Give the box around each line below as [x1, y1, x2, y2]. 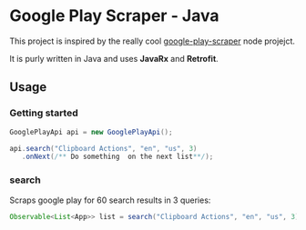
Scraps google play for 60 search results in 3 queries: [9, 195, 211, 205]
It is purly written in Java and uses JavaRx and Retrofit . [9, 53, 219, 64]
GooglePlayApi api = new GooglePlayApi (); [9, 127, 173, 136]
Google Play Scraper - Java [9, 5, 220, 26]
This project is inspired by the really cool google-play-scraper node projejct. [9, 35, 296, 46]
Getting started [9, 106, 79, 119]
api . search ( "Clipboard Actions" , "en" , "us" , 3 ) [9, 144, 198, 153]
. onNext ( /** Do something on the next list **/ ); [21, 152, 214, 162]
